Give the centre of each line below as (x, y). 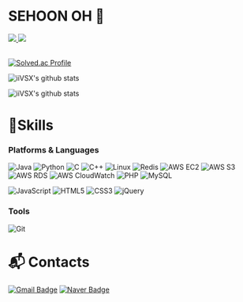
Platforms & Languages (54, 150)
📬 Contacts (49, 262)
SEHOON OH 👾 (56, 16)
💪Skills (31, 125)
